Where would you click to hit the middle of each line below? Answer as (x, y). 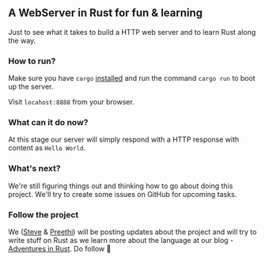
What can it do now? (48, 123)
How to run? (32, 61)
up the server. (31, 87)
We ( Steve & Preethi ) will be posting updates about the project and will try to (132, 232)
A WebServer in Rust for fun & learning (106, 13)
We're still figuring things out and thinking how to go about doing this (121, 186)
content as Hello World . (47, 148)
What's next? (34, 168)
